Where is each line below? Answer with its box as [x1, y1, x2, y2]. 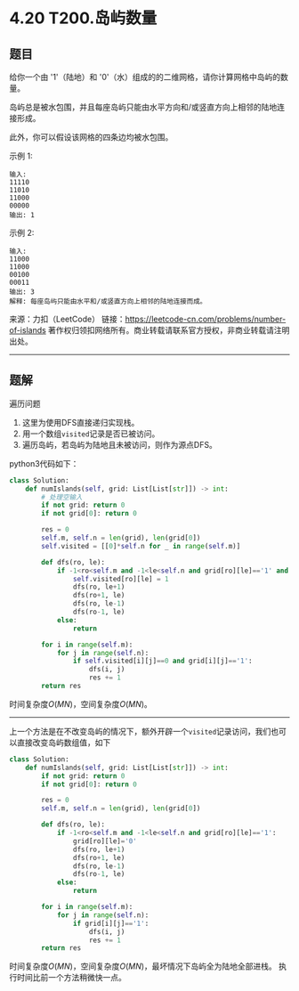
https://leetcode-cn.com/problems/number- [125, 313, 287, 324]
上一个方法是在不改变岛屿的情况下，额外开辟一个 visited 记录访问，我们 [9, 726, 271, 736]
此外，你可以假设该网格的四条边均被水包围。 [9, 132, 174, 142]
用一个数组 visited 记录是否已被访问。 [21, 428, 160, 439]
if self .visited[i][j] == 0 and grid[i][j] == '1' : [72, 656, 253, 666]
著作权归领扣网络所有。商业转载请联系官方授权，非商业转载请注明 [47, 325, 290, 335]
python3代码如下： [9, 458, 79, 468]
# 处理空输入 [41, 492, 83, 501]
